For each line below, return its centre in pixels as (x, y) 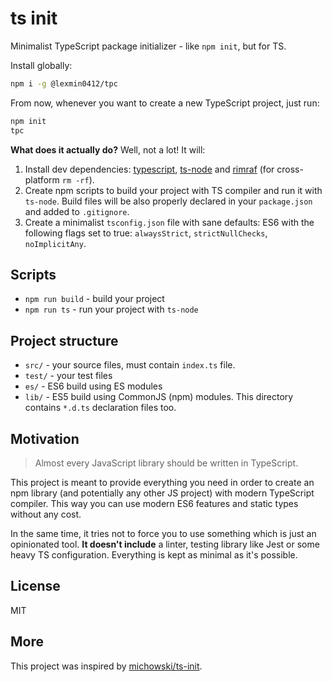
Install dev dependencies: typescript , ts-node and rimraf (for (149, 169)
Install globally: (41, 65)
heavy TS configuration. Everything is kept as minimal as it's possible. (154, 555)
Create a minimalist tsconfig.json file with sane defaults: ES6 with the (169, 222)
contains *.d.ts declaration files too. (100, 408)
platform (42, 179)
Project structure (64, 340)
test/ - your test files (68, 376)
